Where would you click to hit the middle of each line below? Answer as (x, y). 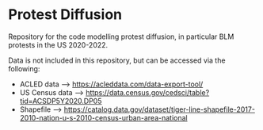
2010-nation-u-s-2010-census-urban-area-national (103, 117)
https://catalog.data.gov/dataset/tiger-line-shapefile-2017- (160, 109)
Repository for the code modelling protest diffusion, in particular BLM (121, 36)
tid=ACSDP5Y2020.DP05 (61, 101)
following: (24, 68)
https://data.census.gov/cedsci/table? (148, 92)
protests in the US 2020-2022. (58, 44)
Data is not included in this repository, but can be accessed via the (117, 60)
